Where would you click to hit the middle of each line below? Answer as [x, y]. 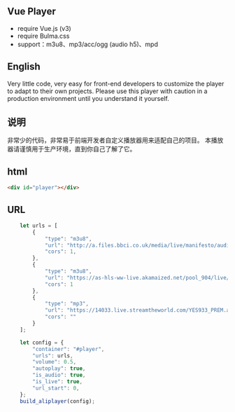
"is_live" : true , [57, 382]
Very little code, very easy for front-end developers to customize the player [116, 83]
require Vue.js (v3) [44, 28]
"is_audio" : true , [59, 375]
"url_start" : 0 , [56, 388]
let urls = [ [39, 226]
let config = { [42, 343]
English [24, 67]
